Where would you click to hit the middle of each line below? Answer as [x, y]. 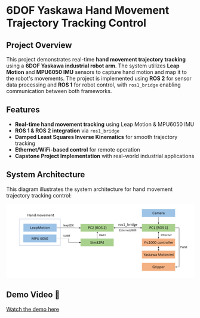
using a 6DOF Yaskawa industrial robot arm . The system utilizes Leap [93, 66]
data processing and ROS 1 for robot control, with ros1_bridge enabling [93, 85]
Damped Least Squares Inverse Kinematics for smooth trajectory [96, 137]
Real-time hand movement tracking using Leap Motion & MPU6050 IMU [104, 124]
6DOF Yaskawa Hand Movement [88, 10]
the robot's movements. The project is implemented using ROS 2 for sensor [99, 78]
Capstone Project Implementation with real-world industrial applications [104, 156]
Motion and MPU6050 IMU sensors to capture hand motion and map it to [96, 72]
